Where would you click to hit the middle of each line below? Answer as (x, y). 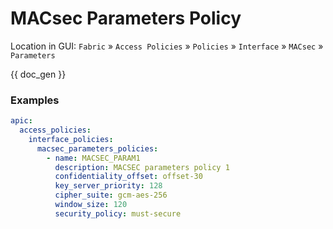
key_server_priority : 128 (108, 186)
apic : (21, 121)
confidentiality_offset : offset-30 (128, 177)
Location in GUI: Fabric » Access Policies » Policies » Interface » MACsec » (167, 46)
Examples (35, 100)
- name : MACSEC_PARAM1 (93, 158)
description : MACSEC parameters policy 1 (142, 167)
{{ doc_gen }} (38, 74)
